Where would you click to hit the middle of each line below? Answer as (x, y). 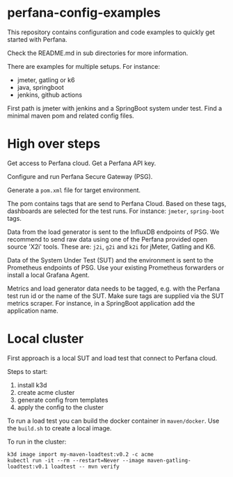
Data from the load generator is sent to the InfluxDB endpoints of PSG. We (113, 232)
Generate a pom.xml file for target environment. (74, 190)
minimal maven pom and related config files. (71, 116)
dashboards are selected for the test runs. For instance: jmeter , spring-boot (116, 211)
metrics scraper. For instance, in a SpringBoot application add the (101, 303)
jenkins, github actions (49, 95)
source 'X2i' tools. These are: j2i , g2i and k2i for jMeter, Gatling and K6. (111, 247)
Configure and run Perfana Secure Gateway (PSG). (80, 176)
